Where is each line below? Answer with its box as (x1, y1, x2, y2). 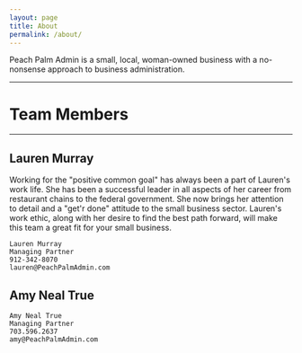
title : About (9, 22, 58, 31)
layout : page (9, 13, 58, 22)
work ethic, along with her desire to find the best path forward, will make (9, 213, 279, 224)
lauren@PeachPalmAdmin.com (9, 263, 111, 272)
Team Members (9, 104, 129, 124)
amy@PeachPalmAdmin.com (9, 334, 99, 344)
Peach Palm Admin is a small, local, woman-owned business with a (9, 55, 258, 66)
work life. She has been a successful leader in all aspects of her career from (9, 184, 292, 195)
